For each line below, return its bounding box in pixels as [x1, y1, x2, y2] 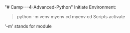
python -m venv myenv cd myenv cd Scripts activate [16, 14, 126, 19]
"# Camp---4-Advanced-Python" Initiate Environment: [4, 4, 117, 10]
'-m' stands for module [4, 23, 52, 29]
